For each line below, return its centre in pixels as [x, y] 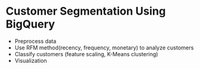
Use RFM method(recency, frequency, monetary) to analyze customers [104, 48]
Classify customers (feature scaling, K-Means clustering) [86, 54]
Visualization [31, 60]
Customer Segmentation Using [86, 11]
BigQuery [31, 24]
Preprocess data [35, 41]
